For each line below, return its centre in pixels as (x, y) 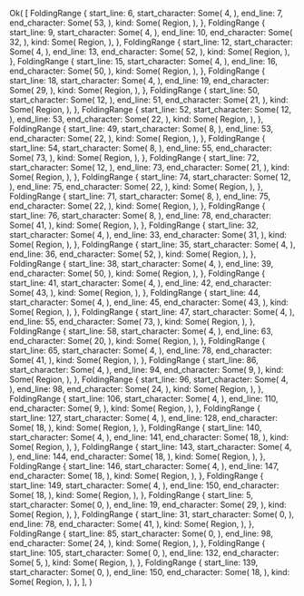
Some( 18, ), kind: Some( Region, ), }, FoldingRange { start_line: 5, (132, 495)
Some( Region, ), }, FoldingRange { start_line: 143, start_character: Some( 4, (151, 447)
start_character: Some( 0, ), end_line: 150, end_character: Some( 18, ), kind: (150, 572)
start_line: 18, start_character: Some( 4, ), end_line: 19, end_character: (139, 80)
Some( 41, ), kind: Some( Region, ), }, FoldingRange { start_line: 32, (134, 225)
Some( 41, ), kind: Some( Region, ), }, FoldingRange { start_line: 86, (134, 360)
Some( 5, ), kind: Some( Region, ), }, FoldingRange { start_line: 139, (134, 562)
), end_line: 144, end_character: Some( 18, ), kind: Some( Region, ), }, (137, 456)
